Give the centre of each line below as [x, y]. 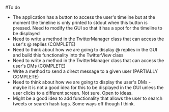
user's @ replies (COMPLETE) [44, 44]
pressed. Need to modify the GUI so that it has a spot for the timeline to [88, 28]
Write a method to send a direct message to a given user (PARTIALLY [85, 71]
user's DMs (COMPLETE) [39, 66]
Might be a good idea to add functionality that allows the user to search [88, 98]
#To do [13, 7]
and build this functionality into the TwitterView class [68, 55]
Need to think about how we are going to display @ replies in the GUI [85, 50]
